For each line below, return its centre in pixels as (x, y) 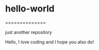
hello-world (30, 9)
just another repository (29, 32)
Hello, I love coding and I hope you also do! (49, 42)
